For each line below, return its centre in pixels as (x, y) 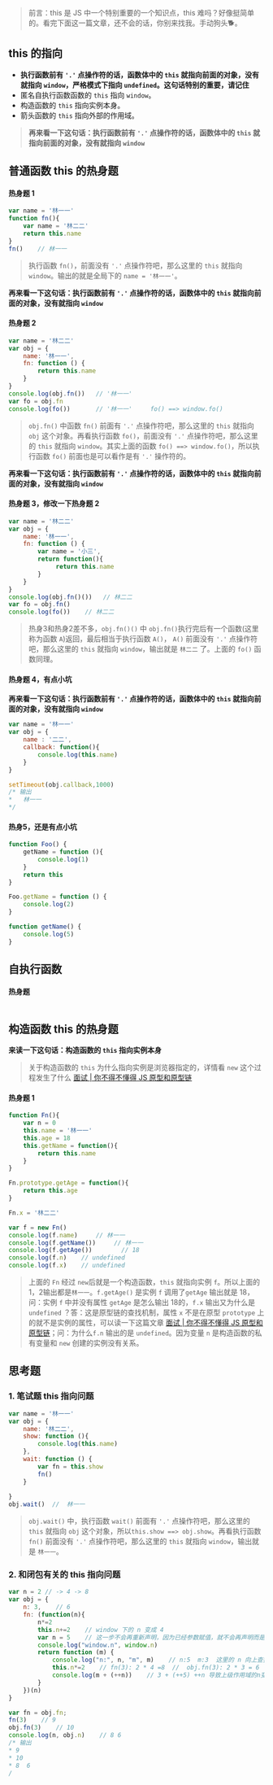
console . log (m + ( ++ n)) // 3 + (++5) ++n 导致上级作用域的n (156, 1675)
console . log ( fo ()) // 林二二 (61, 612)
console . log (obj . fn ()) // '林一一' (70, 394)
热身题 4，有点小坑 (40, 679)
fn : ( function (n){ (54, 1615)
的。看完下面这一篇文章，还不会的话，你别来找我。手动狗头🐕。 (135, 23)
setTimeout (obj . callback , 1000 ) (61, 784)
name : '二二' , (48, 740)
